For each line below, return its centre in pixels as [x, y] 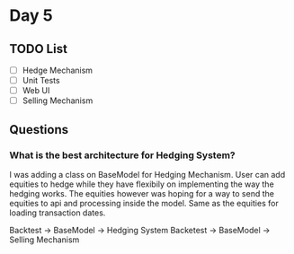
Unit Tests [41, 81]
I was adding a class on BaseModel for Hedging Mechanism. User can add [147, 174]
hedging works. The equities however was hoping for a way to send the [142, 193]
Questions [39, 130]
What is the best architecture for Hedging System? [122, 155]
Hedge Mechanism [57, 70]
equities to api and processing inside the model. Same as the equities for [144, 203]
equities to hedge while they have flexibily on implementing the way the [142, 184]
